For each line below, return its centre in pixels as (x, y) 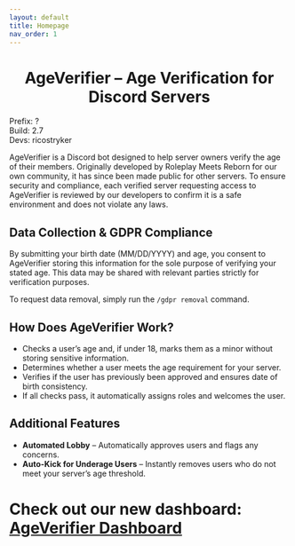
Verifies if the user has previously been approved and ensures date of (150, 376)
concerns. (40, 455)
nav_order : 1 (33, 34)
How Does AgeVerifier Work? (92, 327)
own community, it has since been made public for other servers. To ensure (147, 176)
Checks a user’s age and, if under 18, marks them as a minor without (147, 348)
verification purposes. (49, 282)
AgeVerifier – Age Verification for (149, 78)
